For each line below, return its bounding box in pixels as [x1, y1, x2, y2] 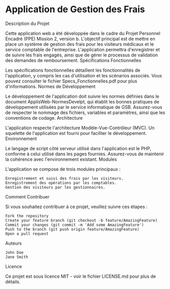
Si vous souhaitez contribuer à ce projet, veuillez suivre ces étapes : [5, 204, 148, 210]
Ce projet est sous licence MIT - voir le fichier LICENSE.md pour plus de [5, 273, 156, 279]
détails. [5, 278, 21, 284]
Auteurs [5, 240, 22, 246]
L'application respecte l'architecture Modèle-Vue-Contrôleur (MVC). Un [5, 125, 155, 131]
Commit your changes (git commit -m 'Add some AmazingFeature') [5, 222, 144, 227]
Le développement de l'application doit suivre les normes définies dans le [5, 93, 159, 99]
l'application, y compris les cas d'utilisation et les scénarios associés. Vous [5, 72, 162, 78]
